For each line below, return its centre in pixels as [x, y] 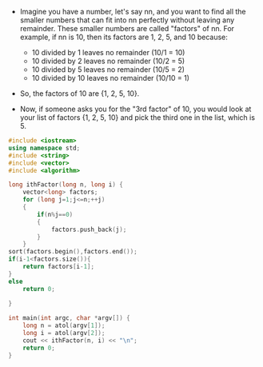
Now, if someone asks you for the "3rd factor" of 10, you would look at [135, 109]
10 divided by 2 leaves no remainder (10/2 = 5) [108, 61]
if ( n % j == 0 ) [55, 214]
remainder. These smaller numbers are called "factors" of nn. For [127, 28]
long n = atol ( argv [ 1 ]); [64, 326]
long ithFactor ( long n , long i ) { [66, 185]
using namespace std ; [44, 148]
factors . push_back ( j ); [89, 229]
